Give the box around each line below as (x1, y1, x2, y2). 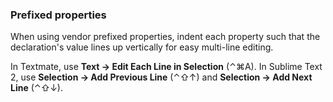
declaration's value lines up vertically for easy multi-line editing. (10, 41, 274, 53)
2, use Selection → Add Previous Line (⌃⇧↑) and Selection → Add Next (10, 71, 313, 83)
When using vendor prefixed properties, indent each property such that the (10, 31, 321, 43)
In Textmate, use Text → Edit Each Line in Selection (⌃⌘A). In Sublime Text (10, 61, 323, 73)
